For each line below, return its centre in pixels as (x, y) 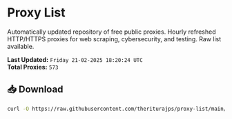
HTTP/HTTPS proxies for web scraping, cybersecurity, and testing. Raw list (114, 39)
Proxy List (36, 13)
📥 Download (35, 90)
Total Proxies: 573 (33, 67)
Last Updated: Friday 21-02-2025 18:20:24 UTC (75, 59)
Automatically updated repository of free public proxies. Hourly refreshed (112, 32)
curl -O (18, 109)
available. (21, 46)
